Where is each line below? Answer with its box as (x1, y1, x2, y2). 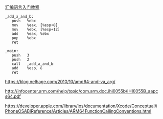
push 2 (11, 57, 29, 62)
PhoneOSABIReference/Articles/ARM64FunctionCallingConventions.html (5, 108, 152, 114)
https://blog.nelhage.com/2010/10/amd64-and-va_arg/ (5, 79, 116, 85)
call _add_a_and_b (11, 61, 54, 66)
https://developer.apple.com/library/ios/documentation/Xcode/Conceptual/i (5, 103, 158, 109)
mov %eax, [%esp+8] (11, 23, 58, 28)
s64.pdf (5, 93, 21, 99)
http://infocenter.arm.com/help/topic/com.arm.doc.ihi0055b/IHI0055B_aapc (5, 88, 158, 94)
